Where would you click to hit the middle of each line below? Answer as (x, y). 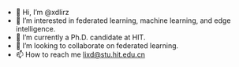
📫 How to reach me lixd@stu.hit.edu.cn (80, 54)
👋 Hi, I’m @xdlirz (42, 12)
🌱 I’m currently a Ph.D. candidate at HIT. (80, 37)
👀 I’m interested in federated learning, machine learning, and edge (123, 20)
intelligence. (35, 29)
